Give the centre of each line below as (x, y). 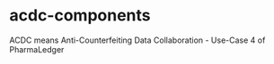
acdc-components (80, 16)
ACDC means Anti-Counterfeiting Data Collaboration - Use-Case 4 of (137, 40)
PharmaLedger (37, 49)
